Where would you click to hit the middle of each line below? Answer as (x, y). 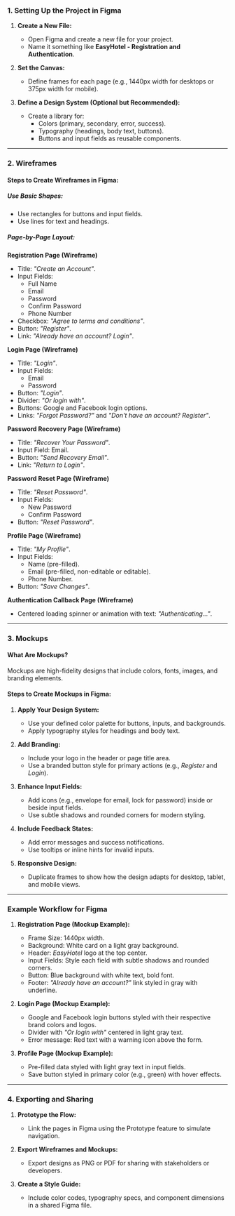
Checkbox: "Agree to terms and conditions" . (81, 321)
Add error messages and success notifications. (96, 842)
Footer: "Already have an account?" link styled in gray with (113, 983)
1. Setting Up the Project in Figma (64, 11)
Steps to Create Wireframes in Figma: (63, 180)
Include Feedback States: (55, 829)
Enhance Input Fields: (50, 787)
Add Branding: (39, 745)
